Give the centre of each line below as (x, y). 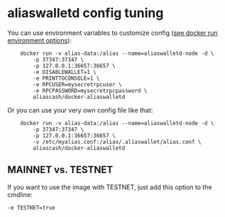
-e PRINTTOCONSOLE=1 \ (66, 78)
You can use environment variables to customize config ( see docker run (112, 33)
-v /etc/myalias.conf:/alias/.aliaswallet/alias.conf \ (117, 142)
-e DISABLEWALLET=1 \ (65, 72)
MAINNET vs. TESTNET (60, 170)
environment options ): (40, 40)
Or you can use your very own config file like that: (80, 110)
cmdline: (20, 194)
